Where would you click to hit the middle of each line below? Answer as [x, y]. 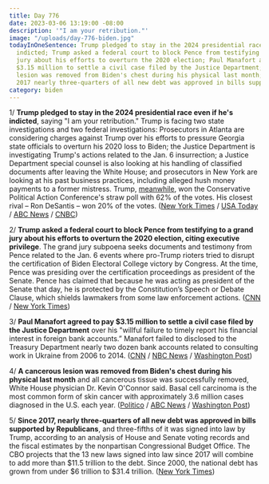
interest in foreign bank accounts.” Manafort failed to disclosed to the [123, 339]
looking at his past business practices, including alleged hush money [122, 181]
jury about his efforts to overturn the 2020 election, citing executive [125, 238]
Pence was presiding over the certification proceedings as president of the [132, 272]
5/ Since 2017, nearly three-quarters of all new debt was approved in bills [133, 421]
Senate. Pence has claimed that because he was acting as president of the [132, 281]
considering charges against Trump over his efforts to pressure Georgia [127, 138]
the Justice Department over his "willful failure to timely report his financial [133, 330]
